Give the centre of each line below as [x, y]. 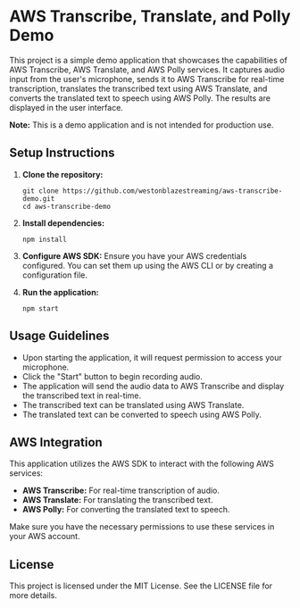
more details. [33, 596]
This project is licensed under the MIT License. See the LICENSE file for [141, 586]
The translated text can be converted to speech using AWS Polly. [142, 414]
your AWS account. [45, 537]
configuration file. [54, 275]
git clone [41, 191]
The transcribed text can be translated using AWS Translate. [133, 404]
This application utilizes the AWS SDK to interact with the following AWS [142, 464]
